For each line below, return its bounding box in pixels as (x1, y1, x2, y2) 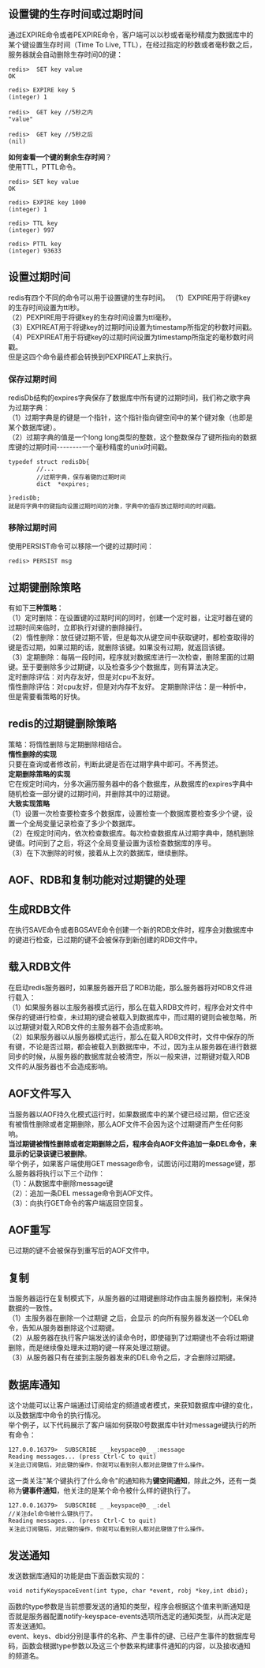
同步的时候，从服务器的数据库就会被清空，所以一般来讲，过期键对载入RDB (8, 1052, 251, 1061)
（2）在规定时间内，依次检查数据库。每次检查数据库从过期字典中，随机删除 (8, 828, 255, 838)
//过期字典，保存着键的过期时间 (36, 473, 126, 481)
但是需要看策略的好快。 (8, 692, 84, 701)
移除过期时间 (8, 522, 58, 533)
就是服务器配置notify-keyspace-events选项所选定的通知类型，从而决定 (14, 1611, 245, 1621)
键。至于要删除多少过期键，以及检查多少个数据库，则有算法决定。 (8, 662, 222, 672)
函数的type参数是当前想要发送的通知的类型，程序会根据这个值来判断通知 (8, 1601, 244, 1611)
